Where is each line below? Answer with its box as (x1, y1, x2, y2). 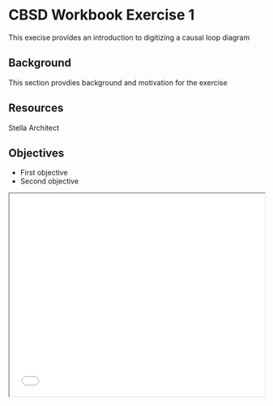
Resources (8, 101, 64, 115)
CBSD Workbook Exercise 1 (8, 6, 195, 24)
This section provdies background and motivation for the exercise (8, 77, 228, 87)
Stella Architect (8, 123, 59, 132)
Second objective (19, 176, 79, 186)
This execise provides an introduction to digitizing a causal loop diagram (8, 32, 250, 42)
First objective (19, 168, 68, 178)
